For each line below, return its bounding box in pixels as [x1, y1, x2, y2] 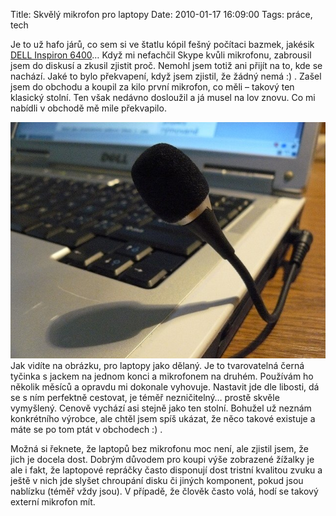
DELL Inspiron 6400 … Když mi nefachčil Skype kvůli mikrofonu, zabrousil [10, 49, 312, 61]
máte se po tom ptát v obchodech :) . [10, 424, 163, 435]
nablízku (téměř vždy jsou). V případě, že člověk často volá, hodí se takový [10, 485, 319, 497]
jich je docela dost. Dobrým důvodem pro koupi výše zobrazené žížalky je [10, 454, 315, 465]
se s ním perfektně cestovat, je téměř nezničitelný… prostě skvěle [10, 392, 280, 403]
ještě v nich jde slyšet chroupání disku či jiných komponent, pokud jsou [10, 475, 304, 486]
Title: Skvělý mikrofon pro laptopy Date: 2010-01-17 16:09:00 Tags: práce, [10, 9, 313, 20]
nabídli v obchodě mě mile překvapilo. [10, 102, 167, 114]
